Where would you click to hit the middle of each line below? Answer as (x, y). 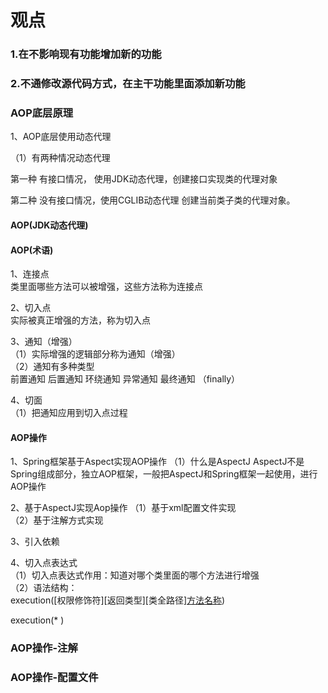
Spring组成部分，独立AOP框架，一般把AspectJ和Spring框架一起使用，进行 (164, 474)
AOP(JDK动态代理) (49, 225)
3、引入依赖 (35, 542)
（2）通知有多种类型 (52, 367)
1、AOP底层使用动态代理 (61, 137)
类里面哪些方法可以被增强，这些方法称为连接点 (106, 287)
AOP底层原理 (42, 113)
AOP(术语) (32, 250)
